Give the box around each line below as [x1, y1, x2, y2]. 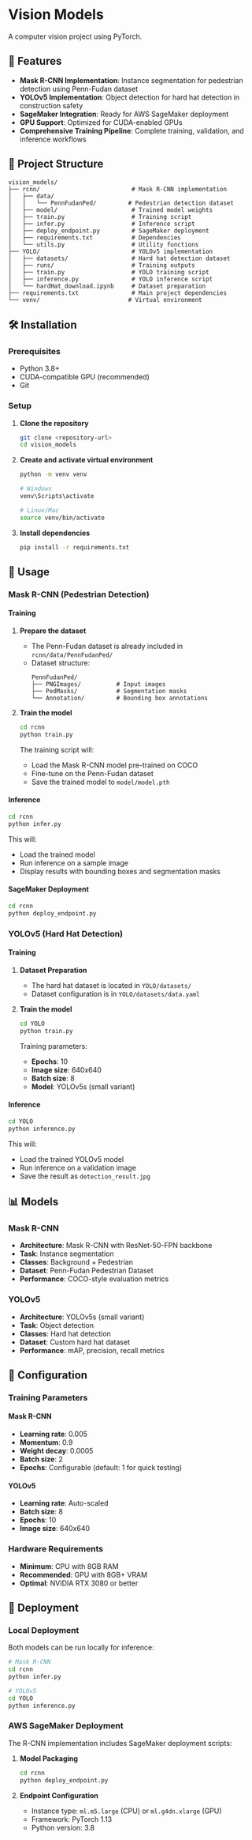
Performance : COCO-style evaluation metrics [19, 1274, 169, 1284]
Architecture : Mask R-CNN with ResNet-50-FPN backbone [19, 1241, 213, 1250]
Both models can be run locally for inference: [8, 1642, 155, 1653]
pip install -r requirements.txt [19, 543, 130, 551]
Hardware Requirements [8, 1544, 104, 1555]
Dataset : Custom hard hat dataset [19, 1337, 130, 1347]
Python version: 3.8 [31, 1823, 95, 1832]
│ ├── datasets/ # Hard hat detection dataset [8, 255, 231, 262]
